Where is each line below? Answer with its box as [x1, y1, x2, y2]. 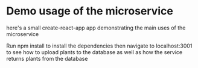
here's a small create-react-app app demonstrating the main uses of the [6, 24, 186, 31]
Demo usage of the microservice [6, 4, 173, 18]
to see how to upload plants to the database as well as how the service [6, 48, 183, 55]
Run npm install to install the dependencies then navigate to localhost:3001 [6, 42, 193, 49]
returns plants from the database [6, 55, 88, 62]
